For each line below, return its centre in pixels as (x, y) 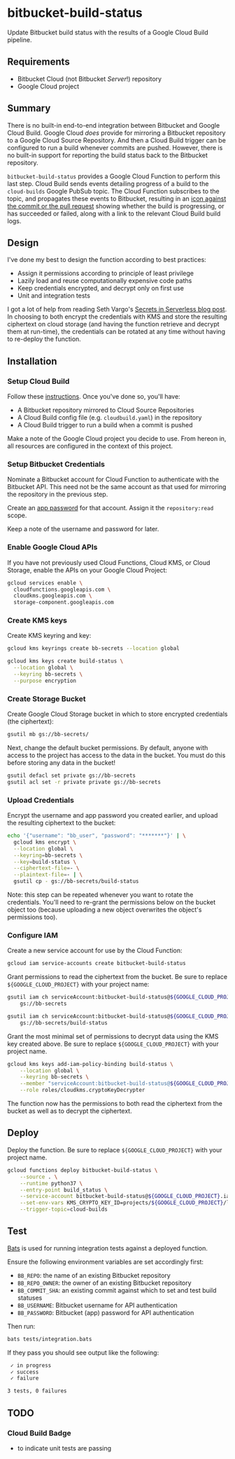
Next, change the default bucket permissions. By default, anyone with (108, 748)
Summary (29, 108)
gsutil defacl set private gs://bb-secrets (72, 775)
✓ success (24, 1372)
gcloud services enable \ (45, 583)
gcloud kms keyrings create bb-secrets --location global (93, 648)
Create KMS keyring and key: (49, 636)
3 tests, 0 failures (37, 1391)
